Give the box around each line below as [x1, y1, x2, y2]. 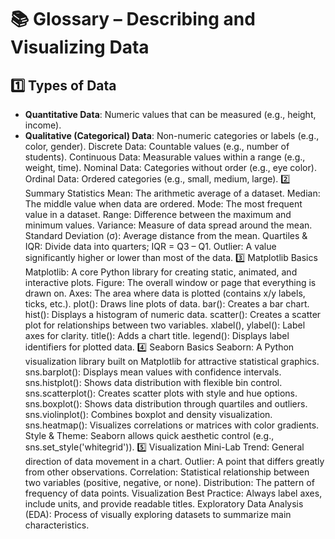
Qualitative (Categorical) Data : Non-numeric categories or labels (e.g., [24, 130, 320, 141]
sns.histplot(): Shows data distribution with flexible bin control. [24, 377, 283, 388]
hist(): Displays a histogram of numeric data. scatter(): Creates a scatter [24, 309, 322, 320]
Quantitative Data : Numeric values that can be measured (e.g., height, [24, 109, 317, 120]
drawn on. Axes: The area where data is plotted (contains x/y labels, [24, 287, 306, 299]
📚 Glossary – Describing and [10, 8, 256, 31]
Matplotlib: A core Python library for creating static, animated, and [24, 266, 298, 278]
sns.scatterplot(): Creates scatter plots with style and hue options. [24, 387, 298, 399]
